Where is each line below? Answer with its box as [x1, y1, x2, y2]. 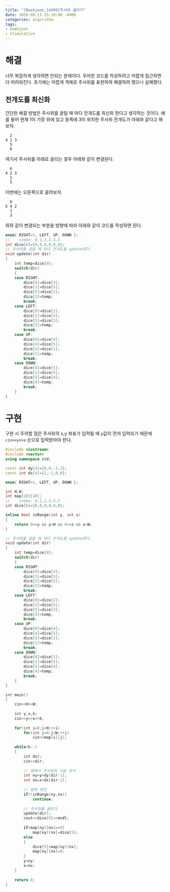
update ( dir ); [23, 811, 51, 816]
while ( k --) [14, 744, 38, 750]
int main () [5, 692, 29, 697]
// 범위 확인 [23, 787, 47, 792]
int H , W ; [5, 489, 24, 494]
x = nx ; [23, 863, 36, 869]
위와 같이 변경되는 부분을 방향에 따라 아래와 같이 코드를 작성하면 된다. [5, 222, 143, 228]
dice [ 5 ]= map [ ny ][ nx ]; [32, 844, 79, 849]
